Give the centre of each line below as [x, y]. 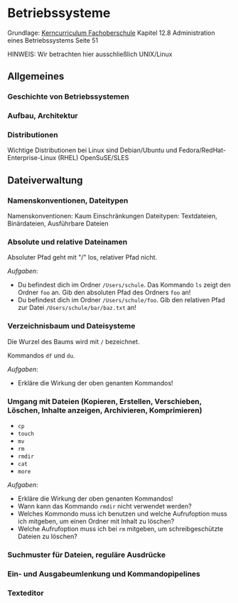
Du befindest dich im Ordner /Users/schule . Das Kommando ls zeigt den [124, 285]
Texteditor [26, 593]
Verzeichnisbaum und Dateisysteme [71, 326]
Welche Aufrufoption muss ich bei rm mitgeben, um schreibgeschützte [120, 529]
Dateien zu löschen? [48, 537]
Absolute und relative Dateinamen [67, 242]
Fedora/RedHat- [202, 150]
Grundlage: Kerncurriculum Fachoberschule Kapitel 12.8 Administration [111, 33]
